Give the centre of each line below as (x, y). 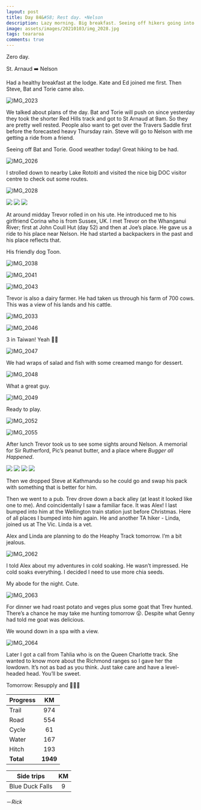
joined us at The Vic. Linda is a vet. (49, 524)
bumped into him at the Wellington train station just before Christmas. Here (99, 511)
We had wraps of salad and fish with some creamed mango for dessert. (95, 363)
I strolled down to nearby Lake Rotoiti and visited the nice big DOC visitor (97, 172)
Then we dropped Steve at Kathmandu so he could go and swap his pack (97, 481)
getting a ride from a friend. (40, 138)
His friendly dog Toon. (34, 252)
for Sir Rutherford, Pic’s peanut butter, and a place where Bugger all (90, 450)
